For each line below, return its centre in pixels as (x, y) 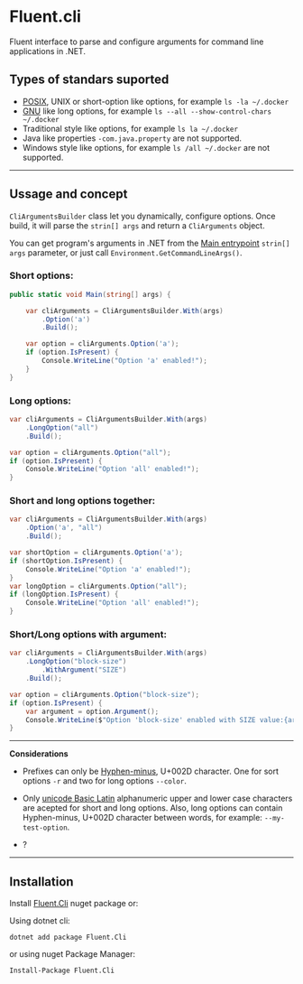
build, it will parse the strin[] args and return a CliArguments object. (137, 225)
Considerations (39, 754)
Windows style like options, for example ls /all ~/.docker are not (146, 147)
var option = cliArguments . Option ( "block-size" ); (105, 694)
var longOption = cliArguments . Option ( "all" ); (98, 586)
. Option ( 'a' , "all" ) (64, 528)
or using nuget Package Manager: (72, 954)
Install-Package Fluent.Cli (62, 971)
